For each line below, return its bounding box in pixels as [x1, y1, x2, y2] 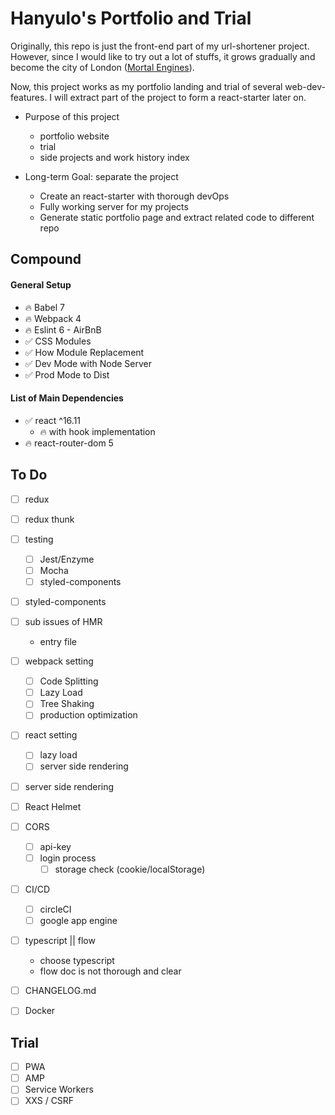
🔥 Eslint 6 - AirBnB [24, 323, 102, 336]
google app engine [39, 915, 118, 927]
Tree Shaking [39, 698, 95, 710]
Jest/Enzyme [39, 553, 95, 565]
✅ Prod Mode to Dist [24, 368, 110, 381]
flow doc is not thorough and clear [39, 965, 182, 977]
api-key [39, 840, 72, 852]
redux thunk [24, 513, 75, 525]
